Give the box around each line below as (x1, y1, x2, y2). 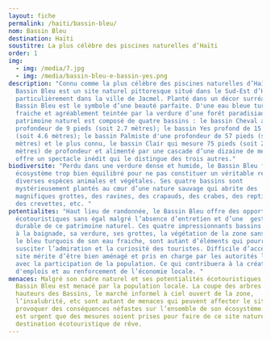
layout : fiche (8, 11, 56, 20)
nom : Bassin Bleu (8, 27, 67, 35)
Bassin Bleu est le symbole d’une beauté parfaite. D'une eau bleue (15, 102, 251, 110)
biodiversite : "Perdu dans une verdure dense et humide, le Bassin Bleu (8, 162, 258, 170)
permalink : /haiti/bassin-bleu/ (8, 19, 117, 27)
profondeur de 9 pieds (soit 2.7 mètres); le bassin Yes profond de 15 (15, 124, 262, 133)
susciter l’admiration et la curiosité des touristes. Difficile (15, 245, 240, 253)
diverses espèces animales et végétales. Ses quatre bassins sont (15, 177, 244, 186)
